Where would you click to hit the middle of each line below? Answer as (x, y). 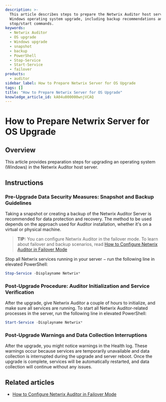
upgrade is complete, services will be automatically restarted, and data (77, 362)
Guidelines (18, 203)
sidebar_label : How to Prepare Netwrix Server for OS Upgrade (70, 83)
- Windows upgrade (29, 42)
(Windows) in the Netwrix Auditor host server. (52, 167)
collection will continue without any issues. (49, 367)
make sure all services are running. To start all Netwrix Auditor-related (77, 308)
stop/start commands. (32, 23)
